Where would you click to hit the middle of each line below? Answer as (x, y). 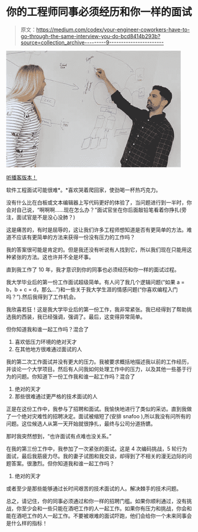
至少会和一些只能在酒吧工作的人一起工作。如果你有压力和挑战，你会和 (107, 508)
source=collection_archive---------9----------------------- (92, 42)
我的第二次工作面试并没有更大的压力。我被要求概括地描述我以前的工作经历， (99, 362)
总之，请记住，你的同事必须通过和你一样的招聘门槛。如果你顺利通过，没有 (96, 501)
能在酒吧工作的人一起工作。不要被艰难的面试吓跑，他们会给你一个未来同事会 (99, 515)
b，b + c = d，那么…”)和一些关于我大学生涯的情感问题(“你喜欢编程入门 (92, 289)
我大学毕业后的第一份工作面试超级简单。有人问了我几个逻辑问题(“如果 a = (95, 282)
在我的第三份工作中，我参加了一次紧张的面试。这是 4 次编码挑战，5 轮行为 (97, 448)
